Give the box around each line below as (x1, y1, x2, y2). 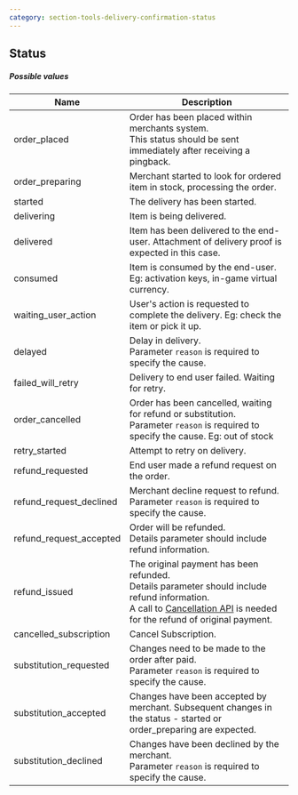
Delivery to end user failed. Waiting (129, 371, 275, 383)
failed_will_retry (13, 376, 79, 389)
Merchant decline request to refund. (129, 484, 279, 496)
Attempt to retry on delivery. (129, 444, 247, 456)
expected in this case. (129, 246, 221, 259)
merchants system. (129, 122, 209, 134)
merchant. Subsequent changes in (129, 701, 272, 713)
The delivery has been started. (129, 195, 257, 207)
